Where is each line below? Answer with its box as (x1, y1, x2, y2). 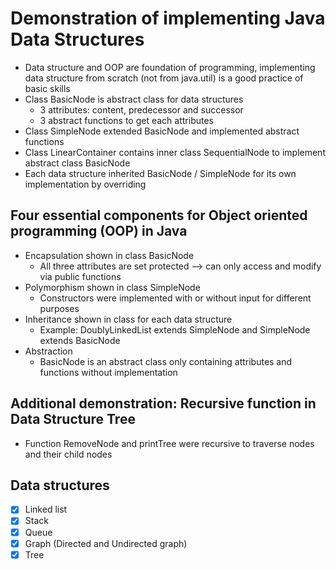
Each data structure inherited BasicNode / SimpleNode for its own (24, 167, 297, 179)
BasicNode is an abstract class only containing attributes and (39, 355, 293, 367)
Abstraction (24, 345, 73, 357)
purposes (39, 302, 80, 314)
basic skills (24, 82, 71, 94)
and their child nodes (24, 448, 113, 460)
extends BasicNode (39, 334, 121, 346)
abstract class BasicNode (24, 157, 131, 169)
